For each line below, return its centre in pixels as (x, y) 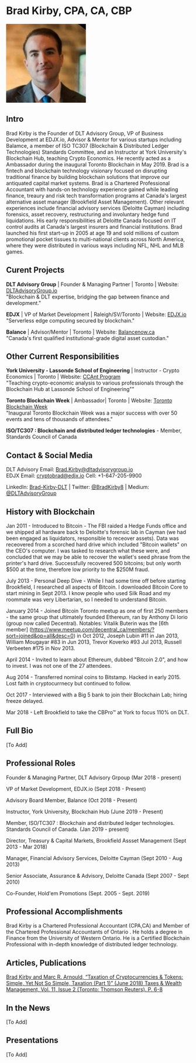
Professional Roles (41, 763)
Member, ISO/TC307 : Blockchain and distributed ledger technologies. (90, 823)
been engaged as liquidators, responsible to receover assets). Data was (93, 538)
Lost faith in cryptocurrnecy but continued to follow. (69, 683)
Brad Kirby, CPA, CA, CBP (69, 11)
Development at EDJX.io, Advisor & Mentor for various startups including (94, 140)
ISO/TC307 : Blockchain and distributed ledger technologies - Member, (94, 431)
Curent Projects (35, 270)
